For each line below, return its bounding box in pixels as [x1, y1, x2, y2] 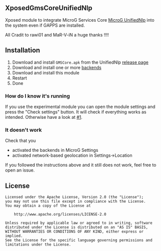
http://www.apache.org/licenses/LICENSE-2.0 [14, 212, 107, 217]
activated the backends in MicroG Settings [12, 147, 99, 153]
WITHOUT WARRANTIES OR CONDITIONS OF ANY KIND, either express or [5, 229, 144, 234]
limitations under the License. [5, 242, 71, 247]
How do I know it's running [5, 92, 70, 99]
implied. [5, 234, 23, 239]
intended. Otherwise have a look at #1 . [5, 114, 82, 120]
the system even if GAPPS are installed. [5, 22, 85, 28]
